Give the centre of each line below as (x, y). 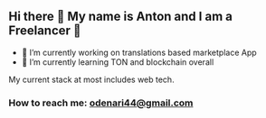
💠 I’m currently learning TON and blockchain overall (118, 62)
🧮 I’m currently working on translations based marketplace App (139, 52)
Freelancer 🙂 (45, 31)
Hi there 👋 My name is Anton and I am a (120, 17)
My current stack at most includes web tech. (91, 79)
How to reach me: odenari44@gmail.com (101, 103)
